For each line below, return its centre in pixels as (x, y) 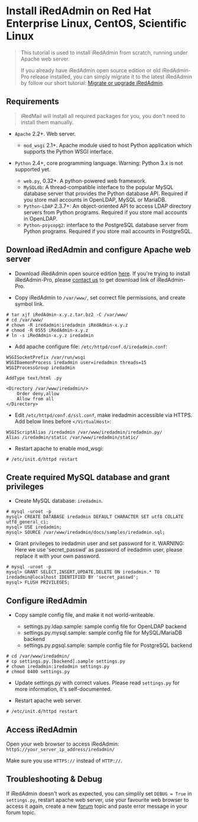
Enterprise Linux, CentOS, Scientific (97, 23)
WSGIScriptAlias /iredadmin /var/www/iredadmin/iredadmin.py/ (84, 432)
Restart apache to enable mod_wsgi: (59, 448)
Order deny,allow (38, 394)
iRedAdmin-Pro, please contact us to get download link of (85, 279)
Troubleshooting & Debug (54, 779)
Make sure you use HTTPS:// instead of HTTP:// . (64, 761)
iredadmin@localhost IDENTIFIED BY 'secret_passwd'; (72, 577)
